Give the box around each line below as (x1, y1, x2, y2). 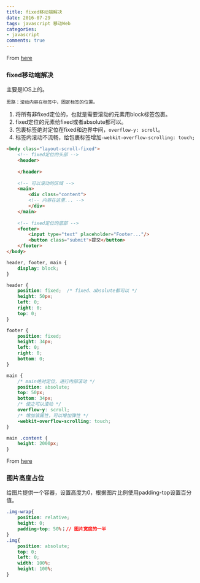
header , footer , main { (6, 259, 67, 265)
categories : (6, 26, 37, 32)
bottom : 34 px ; (17, 395, 53, 402)
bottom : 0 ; (17, 356, 45, 362)
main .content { (6, 435, 48, 441)
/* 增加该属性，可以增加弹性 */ (17, 412, 89, 419)
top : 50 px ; (17, 390, 45, 396)
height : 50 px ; (17, 294, 53, 300)
